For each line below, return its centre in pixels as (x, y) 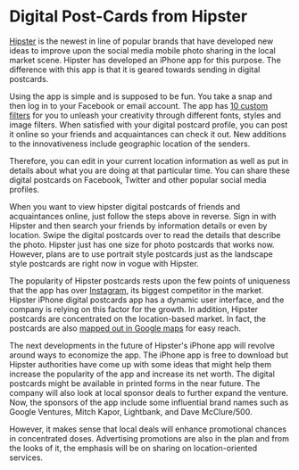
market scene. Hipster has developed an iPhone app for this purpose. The (145, 60)
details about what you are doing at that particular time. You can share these (149, 170)
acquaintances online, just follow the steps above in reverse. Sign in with (143, 216)
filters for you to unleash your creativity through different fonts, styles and (145, 115)
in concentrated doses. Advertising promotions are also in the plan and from (149, 438)
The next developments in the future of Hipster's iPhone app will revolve (142, 345)
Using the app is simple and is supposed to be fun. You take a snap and (141, 96)
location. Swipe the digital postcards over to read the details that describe (145, 235)
